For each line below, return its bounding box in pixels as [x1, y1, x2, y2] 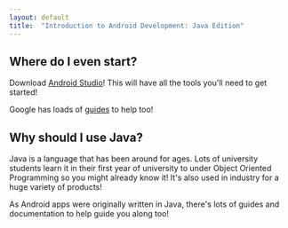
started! [9, 87, 38, 98]
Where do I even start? [9, 54, 138, 69]
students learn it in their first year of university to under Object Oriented [9, 163, 272, 174]
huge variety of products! [9, 182, 102, 193]
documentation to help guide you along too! [9, 208, 169, 219]
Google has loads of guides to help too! [9, 104, 154, 115]
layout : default [9, 12, 69, 22]
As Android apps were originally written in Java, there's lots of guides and [9, 199, 280, 209]
